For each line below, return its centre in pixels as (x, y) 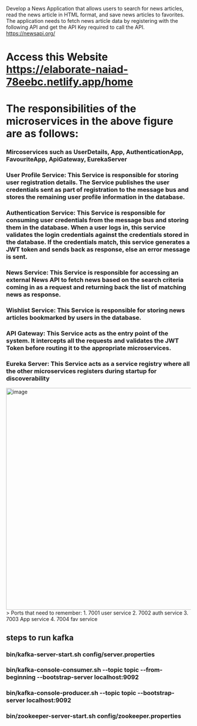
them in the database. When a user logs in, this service (86, 228)
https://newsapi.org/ (31, 33)
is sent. (17, 257)
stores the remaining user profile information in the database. (96, 197)
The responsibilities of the (71, 109)
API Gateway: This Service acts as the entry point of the (87, 333)
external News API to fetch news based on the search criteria (95, 280)
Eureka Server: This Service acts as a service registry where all (98, 364)
